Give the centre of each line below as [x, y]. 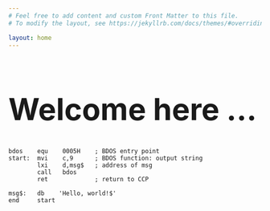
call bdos [57, 172]
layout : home [30, 38]
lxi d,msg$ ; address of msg [95, 165]
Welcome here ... [133, 110]
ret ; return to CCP [93, 179]
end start [32, 200]
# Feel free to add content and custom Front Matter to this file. [124, 16]
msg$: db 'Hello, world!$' [62, 193]
